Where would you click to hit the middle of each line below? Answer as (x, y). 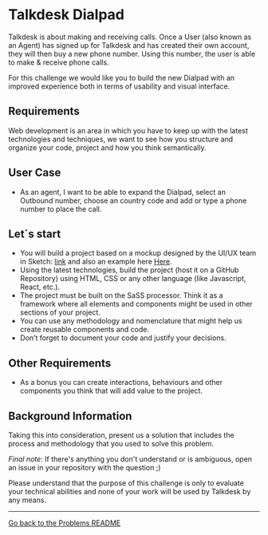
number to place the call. (61, 208)
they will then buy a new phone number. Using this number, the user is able (132, 53)
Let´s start (35, 234)
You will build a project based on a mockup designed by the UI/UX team (138, 253)
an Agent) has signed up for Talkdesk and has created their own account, (129, 45)
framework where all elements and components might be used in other (136, 304)
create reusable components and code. (85, 330)
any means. (27, 500)
